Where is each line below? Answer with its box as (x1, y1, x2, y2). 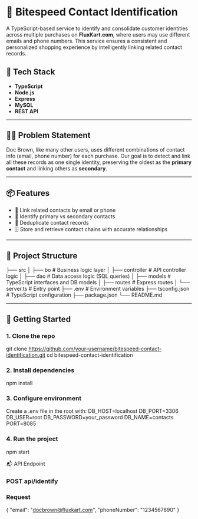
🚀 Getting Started (6, 314, 71, 324)
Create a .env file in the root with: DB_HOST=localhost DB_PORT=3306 (6, 408, 179, 415)
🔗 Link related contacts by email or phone (14, 206, 116, 214)
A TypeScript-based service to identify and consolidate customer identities (6, 25, 189, 32)
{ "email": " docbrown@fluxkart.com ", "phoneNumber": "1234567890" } (6, 506, 180, 513)
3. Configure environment (6, 395, 82, 403)
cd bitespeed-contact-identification (47, 351, 133, 359)
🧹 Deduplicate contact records (14, 219, 90, 226)
